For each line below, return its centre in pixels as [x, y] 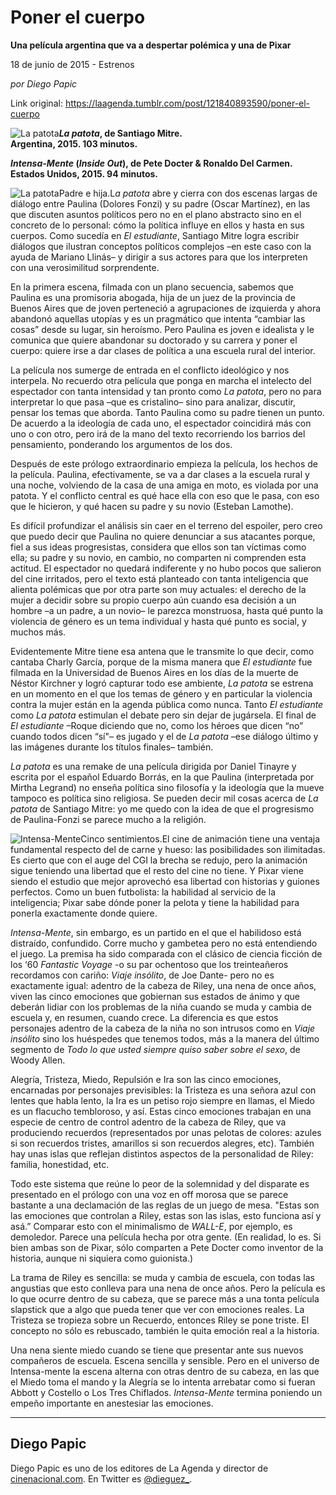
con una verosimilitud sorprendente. [85, 267]
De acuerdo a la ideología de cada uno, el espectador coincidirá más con [161, 423]
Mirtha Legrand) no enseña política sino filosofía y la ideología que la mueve [167, 787]
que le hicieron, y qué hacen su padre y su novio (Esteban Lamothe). [152, 506]
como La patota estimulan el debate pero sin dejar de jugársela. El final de [163, 715]
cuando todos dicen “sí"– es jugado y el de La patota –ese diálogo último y [164, 736]
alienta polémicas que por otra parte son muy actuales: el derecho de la [158, 589]
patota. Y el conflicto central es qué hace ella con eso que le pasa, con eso [165, 495]
